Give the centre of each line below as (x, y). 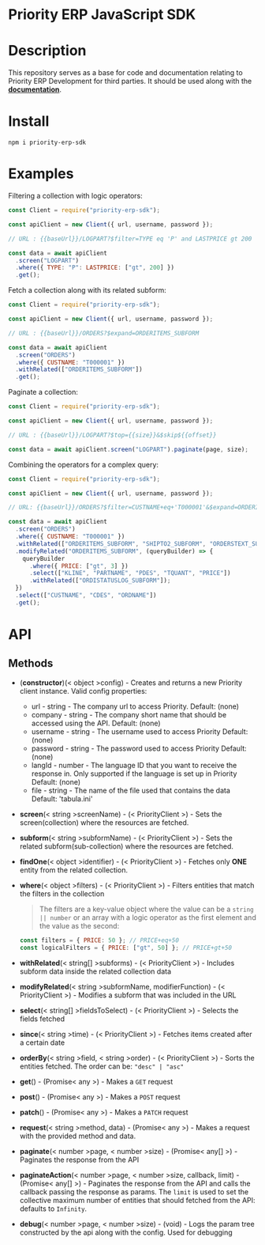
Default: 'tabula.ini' (62, 798)
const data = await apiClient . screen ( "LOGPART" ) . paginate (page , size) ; (128, 449)
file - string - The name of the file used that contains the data (131, 790)
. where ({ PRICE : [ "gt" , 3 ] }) (78, 566)
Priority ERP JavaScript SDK (102, 15)
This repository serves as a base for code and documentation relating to (125, 73)
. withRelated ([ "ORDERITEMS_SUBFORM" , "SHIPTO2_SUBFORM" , (111, 543)
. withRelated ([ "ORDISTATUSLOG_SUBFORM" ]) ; (100, 581)
